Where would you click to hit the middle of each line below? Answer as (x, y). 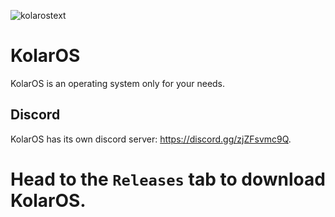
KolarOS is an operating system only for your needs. (118, 83)
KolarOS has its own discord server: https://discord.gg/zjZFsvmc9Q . (151, 139)
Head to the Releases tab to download (168, 179)
